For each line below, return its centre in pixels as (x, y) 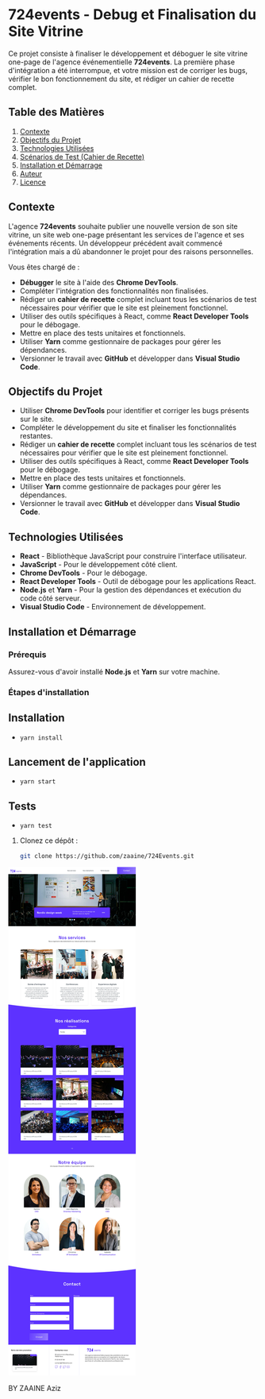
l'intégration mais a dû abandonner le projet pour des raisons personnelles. (131, 251)
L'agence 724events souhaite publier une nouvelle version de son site (123, 226)
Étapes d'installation (49, 692)
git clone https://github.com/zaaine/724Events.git (107, 856)
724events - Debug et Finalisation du (132, 15)
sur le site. (36, 419)
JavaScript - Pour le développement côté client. (99, 565)
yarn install (41, 738)
